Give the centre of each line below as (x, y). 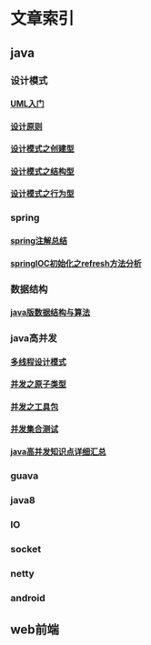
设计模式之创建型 (42, 149)
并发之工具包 (34, 407)
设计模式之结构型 (42, 171)
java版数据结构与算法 (50, 312)
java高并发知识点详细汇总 (59, 451)
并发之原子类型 (38, 384)
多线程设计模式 (38, 361)
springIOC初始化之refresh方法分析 (76, 263)
